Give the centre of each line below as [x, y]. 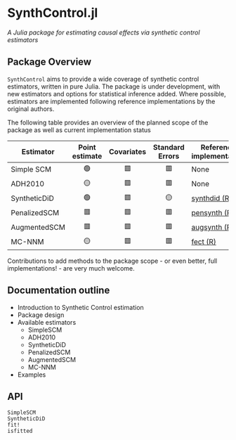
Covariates [127, 151]
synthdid [206, 198]
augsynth [207, 228]
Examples [32, 375]
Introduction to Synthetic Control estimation [80, 307]
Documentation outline [59, 291]
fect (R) [204, 242]
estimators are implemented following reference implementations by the [111, 101]
